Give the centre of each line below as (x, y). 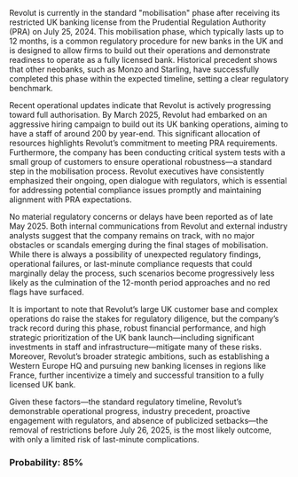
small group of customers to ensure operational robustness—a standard (141, 162)
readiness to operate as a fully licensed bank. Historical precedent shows (143, 60)
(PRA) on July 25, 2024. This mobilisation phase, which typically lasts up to (146, 31)
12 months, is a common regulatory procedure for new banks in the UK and (146, 41)
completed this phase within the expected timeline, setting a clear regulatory (149, 78)
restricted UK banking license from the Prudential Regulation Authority (138, 22)
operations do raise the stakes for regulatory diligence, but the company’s (144, 319)
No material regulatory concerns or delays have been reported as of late (141, 217)
